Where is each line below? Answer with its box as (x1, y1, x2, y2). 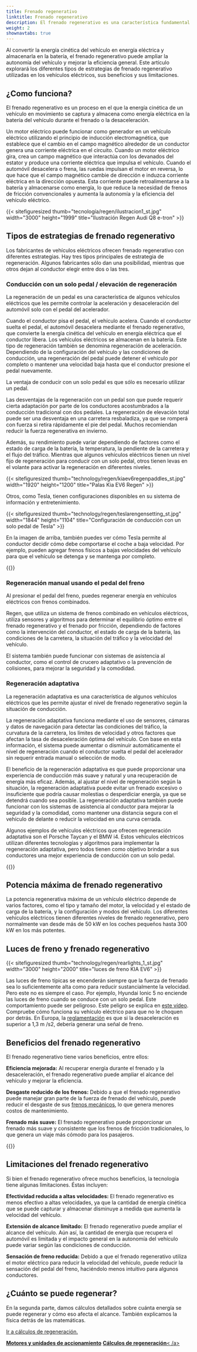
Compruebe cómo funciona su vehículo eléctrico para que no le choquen (6, 1008, 183, 1016)
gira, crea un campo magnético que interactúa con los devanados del (6, 153, 174, 160)
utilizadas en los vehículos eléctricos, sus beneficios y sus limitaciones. (6, 72, 179, 79)
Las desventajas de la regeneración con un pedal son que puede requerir (6, 396, 184, 403)
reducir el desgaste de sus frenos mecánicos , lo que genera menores (6, 1101, 174, 1108)
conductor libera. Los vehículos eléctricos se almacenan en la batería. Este (6, 336, 187, 343)
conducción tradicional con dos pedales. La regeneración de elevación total (6, 409, 189, 416)
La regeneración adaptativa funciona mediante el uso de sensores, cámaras (6, 717, 189, 724)
